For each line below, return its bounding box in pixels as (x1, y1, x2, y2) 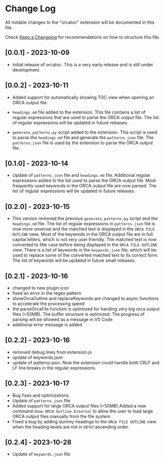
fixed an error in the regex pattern (12, 290, 82, 296)
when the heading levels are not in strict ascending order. (12, 423, 129, 430)
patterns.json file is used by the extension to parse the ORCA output (12, 139, 153, 146)
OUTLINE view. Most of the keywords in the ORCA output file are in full (12, 231, 153, 237)
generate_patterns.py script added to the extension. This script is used (12, 129, 158, 135)
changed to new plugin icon (12, 285, 69, 291)
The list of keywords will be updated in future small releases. (12, 257, 136, 263)
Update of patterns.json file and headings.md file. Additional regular (12, 172, 151, 178)
